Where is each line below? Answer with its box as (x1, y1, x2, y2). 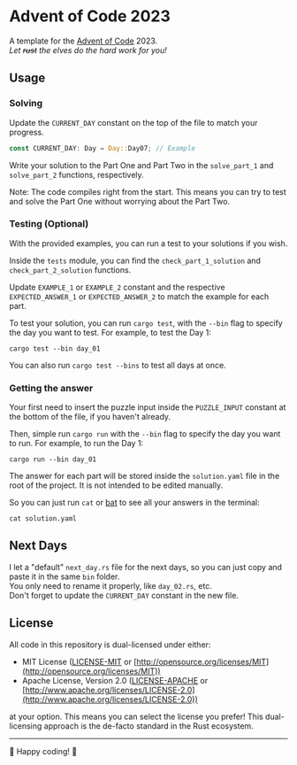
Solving (9, 97, 43, 110)
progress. (9, 127, 44, 137)
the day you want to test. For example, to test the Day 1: (9, 327, 212, 337)
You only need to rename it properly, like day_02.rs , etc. (9, 580, 212, 591)
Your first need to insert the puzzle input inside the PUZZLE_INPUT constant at (9, 402, 286, 413)
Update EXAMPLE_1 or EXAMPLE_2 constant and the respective (9, 282, 225, 292)
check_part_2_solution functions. (9, 264, 132, 275)
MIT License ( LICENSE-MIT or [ (21, 656, 137, 667)
